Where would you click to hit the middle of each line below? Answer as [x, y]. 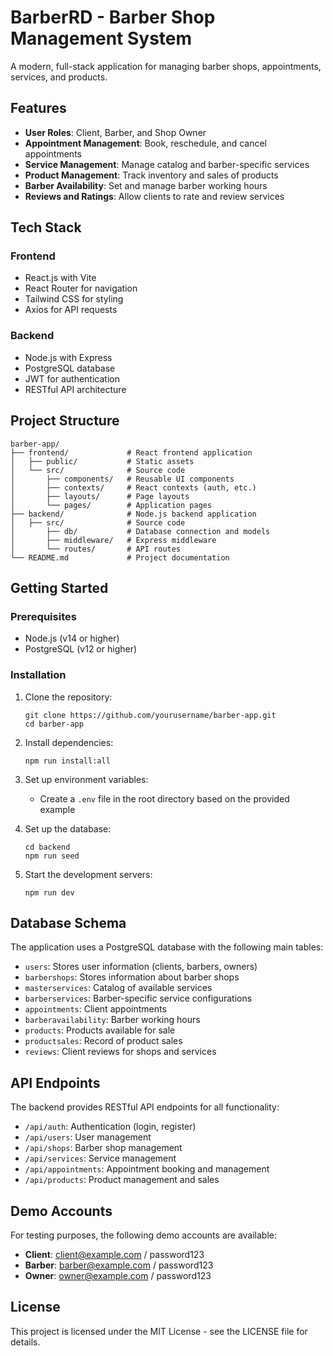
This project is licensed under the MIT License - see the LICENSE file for [159, 1331]
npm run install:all [67, 761]
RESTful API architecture [75, 389]
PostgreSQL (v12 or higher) [81, 649]
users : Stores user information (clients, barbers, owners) [141, 967]
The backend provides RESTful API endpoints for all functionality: [145, 1107]
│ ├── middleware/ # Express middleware [113, 540]
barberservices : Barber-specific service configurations [138, 998]
